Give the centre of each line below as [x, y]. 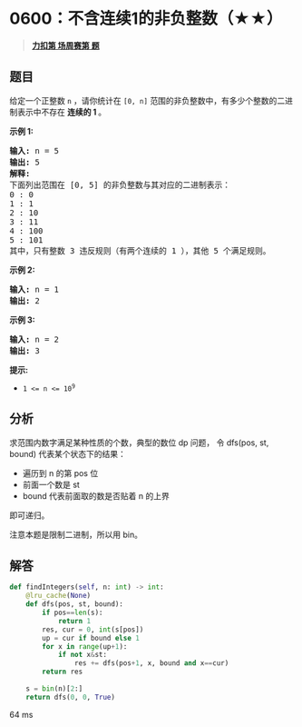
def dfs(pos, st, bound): [75, 604]
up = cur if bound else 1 [91, 638]
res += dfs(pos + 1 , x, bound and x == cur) [151, 663]
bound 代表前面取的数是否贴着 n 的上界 [96, 495]
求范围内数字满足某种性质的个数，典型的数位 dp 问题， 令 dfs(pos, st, [139, 443]
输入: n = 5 [34, 150]
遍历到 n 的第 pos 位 [60, 473]
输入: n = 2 [34, 339]
